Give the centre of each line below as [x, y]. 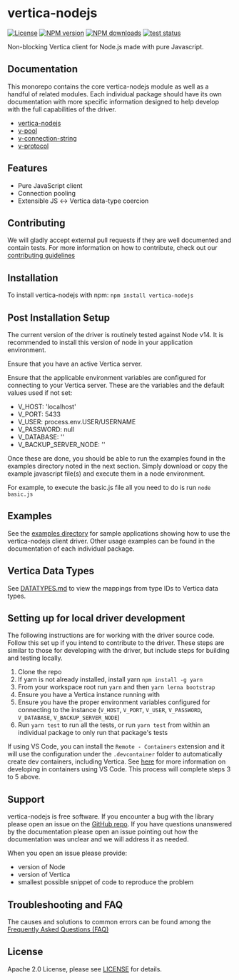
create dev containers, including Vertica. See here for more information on [117, 761]
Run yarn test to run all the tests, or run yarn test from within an [114, 725]
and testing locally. [35, 658]
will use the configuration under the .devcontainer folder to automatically [115, 754]
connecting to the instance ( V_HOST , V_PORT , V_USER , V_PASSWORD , [110, 710]
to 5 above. [24, 777]
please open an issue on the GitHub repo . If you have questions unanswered [120, 824]
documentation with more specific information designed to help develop [113, 101]
